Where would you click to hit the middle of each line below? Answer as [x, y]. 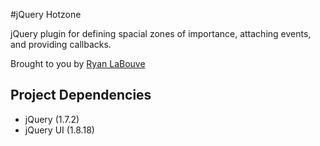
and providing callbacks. [61, 44]
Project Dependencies [81, 95]
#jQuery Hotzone [46, 14]
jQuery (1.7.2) [52, 119]
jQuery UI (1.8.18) [59, 130]
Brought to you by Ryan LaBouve [78, 63]
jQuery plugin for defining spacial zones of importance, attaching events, [161, 33]
